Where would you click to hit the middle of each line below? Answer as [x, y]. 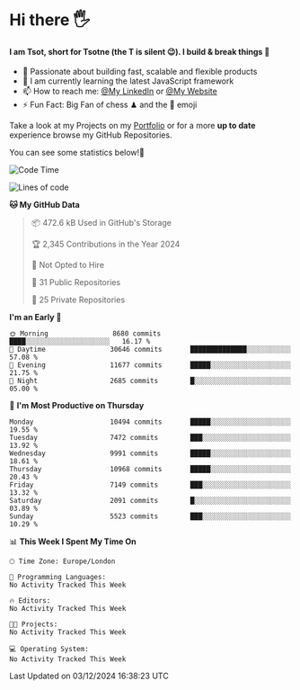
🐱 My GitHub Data [45, 205]
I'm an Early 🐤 [35, 318]
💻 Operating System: [49, 650]
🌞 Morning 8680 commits [85, 334]
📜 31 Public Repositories [76, 282]
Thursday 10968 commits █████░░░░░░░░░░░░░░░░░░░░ [150, 470]
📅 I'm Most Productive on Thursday [77, 406]
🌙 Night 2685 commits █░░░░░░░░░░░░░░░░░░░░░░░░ [150, 381]
